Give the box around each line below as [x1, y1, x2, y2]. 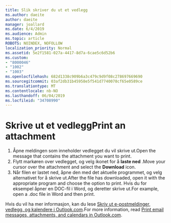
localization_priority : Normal [5, 46, 72, 51]
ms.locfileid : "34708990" [5, 98, 60, 103]
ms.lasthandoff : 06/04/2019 [5, 93, 65, 98]
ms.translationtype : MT [5, 83, 56, 88]
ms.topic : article [5, 36, 44, 41]
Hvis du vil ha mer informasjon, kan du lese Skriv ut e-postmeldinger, [5, 201, 151, 207]
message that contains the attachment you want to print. [12, 153, 132, 159]
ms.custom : [5, 55, 29, 60]
